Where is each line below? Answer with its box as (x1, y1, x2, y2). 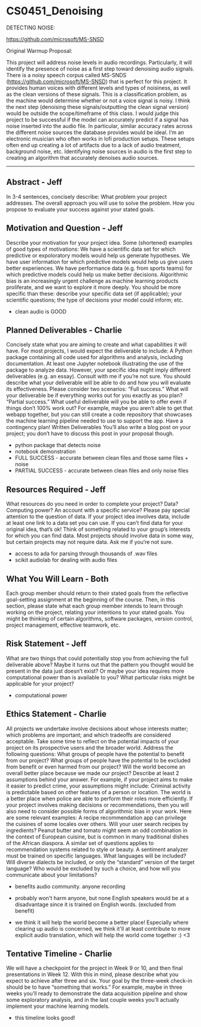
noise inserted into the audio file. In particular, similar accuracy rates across (6, 122, 193, 129)
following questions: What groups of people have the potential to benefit (6, 750, 185, 758)
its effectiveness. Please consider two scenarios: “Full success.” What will (6, 385, 188, 393)
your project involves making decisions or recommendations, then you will (6, 801, 190, 809)
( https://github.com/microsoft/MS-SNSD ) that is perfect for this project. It (6, 78, 187, 85)
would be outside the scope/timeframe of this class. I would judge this (6, 110, 179, 117)
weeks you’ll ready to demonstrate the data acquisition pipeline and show (6, 990, 188, 997)
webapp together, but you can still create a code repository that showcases (6, 411, 193, 418)
